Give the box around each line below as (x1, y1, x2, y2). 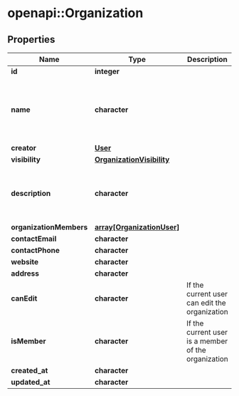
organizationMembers (11, 222, 88, 232)
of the (186, 345, 206, 355)
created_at (11, 365, 48, 375)
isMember (11, 336, 46, 346)
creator (11, 143, 37, 152)
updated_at (11, 377, 51, 387)
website (11, 257, 39, 266)
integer (95, 66, 119, 76)
